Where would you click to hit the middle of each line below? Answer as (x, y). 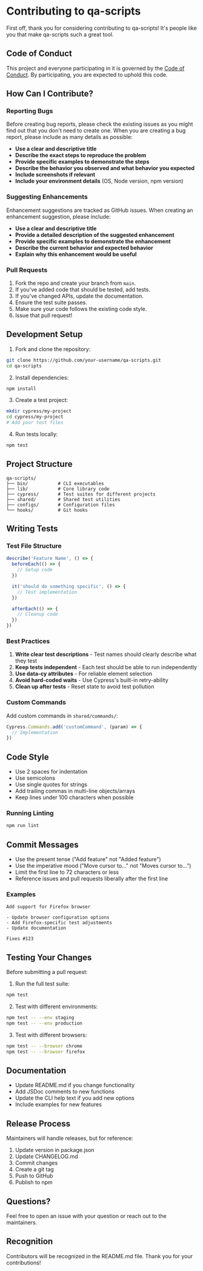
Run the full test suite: (42, 984)
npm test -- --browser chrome (45, 1046)
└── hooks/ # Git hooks (47, 510)
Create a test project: (42, 400)
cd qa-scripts (24, 366)
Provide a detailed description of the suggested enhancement (95, 234)
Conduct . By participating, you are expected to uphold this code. (87, 75)
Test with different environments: (56, 1007)
